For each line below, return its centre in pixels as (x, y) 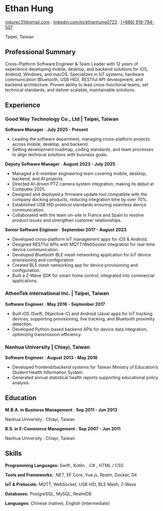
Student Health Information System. (48, 372)
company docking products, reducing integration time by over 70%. (80, 200)
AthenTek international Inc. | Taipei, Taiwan (57, 294)
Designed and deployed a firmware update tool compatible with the (80, 194)
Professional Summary (40, 52)
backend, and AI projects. (38, 179)
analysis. (21, 383)
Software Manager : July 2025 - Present (47, 129)
